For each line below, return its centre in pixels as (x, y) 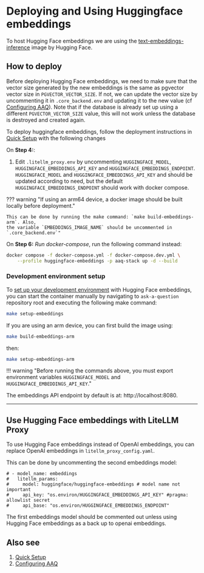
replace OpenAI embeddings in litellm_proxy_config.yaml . (80, 451)
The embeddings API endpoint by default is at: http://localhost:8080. (92, 396)
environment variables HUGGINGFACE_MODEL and (63, 377)
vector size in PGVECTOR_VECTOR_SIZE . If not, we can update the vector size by (102, 94)
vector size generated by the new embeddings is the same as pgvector (95, 87)
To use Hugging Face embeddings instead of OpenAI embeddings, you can (100, 444)
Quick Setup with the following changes (56, 138)
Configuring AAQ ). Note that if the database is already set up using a (92, 107)
